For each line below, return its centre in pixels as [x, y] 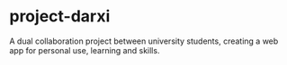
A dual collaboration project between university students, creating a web [144, 41]
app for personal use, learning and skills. [85, 50]
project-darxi [60, 16]
